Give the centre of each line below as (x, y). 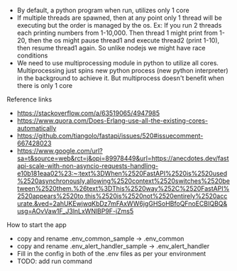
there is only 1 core (44, 85)
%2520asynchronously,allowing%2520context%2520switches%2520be (123, 181)
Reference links (29, 99)
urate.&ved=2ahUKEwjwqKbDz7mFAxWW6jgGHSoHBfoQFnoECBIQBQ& (122, 204)
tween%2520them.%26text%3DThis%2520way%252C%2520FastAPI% (123, 188)
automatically (37, 128)
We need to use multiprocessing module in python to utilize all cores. (118, 63)
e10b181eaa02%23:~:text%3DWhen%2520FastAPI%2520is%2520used (122, 173)
